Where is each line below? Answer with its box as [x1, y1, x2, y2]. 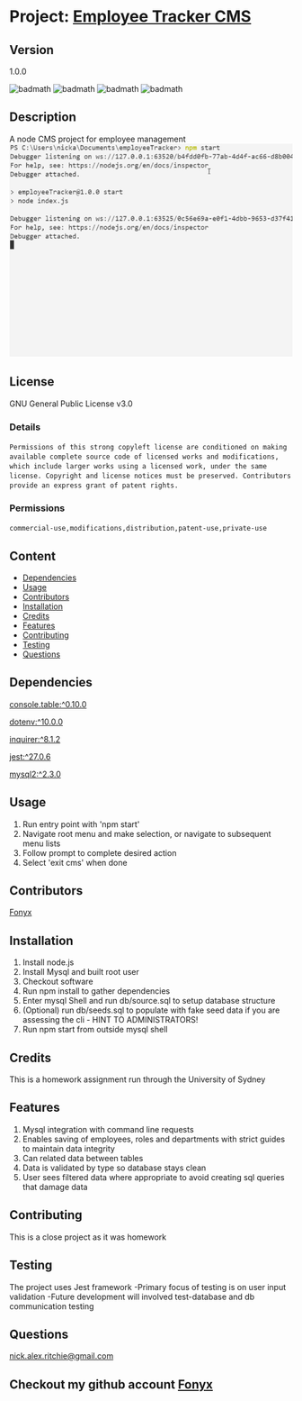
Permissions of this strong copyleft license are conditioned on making [9, 442, 288, 451]
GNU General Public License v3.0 [9, 398, 133, 409]
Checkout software [22, 976, 93, 987]
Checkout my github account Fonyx [9, 1377, 214, 1392]
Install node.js [22, 957, 75, 968]
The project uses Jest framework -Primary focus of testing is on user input [9, 1281, 286, 1292]
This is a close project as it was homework [9, 1232, 167, 1242]
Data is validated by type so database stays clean [22, 1162, 207, 1173]
